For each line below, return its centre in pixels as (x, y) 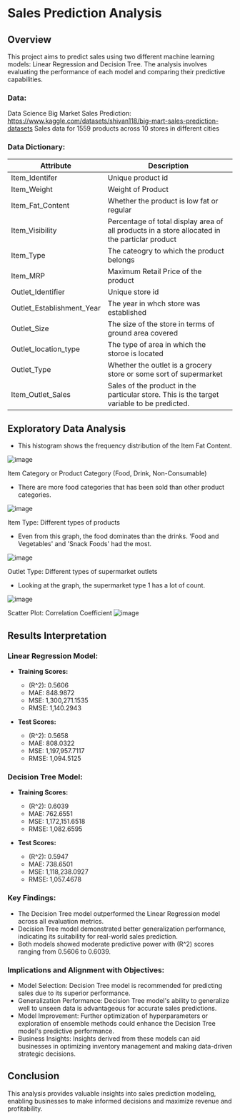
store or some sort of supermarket (165, 374)
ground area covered (143, 333)
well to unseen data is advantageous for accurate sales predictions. (117, 1008)
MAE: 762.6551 (50, 814)
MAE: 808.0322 (51, 743)
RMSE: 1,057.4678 (55, 879)
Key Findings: (32, 898)
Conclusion (34, 1076)
